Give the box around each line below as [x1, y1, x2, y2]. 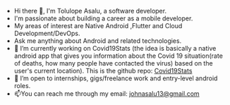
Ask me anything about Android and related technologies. [13, 37, 182, 45]
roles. [13, 82, 31, 89]
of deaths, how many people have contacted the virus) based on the [13, 59, 213, 67]
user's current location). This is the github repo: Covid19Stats [13, 67, 193, 75]
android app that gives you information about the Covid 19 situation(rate [13, 51, 224, 60]
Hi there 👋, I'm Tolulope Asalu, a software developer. [13, 7, 167, 15]
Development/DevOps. [13, 29, 80, 37]
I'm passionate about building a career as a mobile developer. [13, 14, 193, 23]
